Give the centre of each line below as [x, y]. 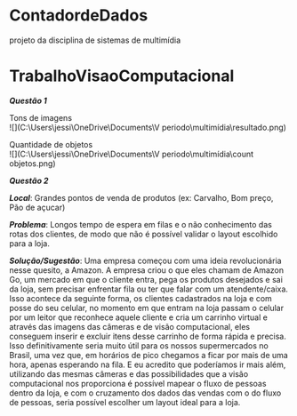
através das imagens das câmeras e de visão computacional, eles [130, 326]
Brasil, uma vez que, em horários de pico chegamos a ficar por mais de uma [149, 355]
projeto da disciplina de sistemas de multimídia [95, 40]
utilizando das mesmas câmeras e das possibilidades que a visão [129, 373]
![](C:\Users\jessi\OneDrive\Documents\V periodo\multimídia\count [132, 154]
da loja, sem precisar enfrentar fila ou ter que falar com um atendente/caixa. [149, 289]
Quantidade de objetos [51, 144]
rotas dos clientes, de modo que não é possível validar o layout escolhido [144, 234]
